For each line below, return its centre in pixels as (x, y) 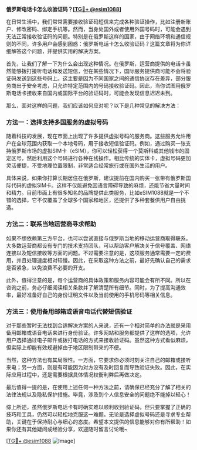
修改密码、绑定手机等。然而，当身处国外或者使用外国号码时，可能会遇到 (103, 29)
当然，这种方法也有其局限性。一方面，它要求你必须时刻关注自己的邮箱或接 (96, 360)
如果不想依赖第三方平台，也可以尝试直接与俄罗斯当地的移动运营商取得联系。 (98, 238)
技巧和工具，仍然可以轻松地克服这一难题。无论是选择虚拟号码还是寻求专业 (96, 414)
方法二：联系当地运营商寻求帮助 (51, 224)
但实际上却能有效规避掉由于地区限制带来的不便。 (65, 347)
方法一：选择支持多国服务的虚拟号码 (57, 122)
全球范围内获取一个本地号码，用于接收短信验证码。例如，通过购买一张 (101, 144)
